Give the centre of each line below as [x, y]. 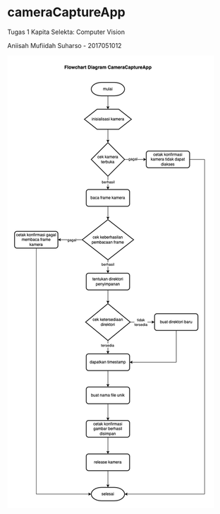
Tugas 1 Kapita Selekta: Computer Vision [66, 32]
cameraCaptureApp [66, 12]
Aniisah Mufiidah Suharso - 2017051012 [65, 45]
